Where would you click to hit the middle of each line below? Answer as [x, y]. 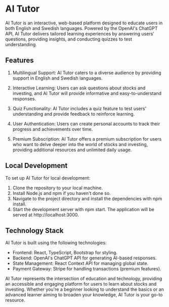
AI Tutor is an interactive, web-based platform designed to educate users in [84, 23]
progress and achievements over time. [53, 129]
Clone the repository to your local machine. [57, 188]
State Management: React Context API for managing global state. [80, 263]
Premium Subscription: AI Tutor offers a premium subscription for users [87, 139]
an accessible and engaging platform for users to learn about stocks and [81, 284]
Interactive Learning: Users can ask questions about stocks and [79, 88]
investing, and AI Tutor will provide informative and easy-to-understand [87, 93]
